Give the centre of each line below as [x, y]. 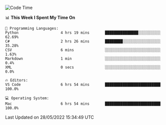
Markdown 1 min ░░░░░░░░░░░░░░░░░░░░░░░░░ [83, 59]
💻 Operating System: [27, 98]
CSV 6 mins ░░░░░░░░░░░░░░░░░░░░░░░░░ [83, 50]
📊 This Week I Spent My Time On [40, 18]
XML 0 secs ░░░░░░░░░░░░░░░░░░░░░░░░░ [83, 67]
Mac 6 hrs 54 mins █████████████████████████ [83, 104]
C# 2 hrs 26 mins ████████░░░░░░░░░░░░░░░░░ [83, 42]
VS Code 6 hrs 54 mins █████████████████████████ [83, 84]
